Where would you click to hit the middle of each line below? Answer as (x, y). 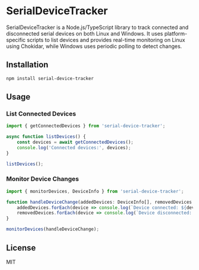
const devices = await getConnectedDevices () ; (75, 142)
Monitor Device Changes (43, 179)
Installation (27, 65)
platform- (176, 33)
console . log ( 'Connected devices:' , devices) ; (74, 147)
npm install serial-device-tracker (50, 78)
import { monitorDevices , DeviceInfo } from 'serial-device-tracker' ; (95, 191)
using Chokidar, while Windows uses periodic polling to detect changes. (94, 46)
